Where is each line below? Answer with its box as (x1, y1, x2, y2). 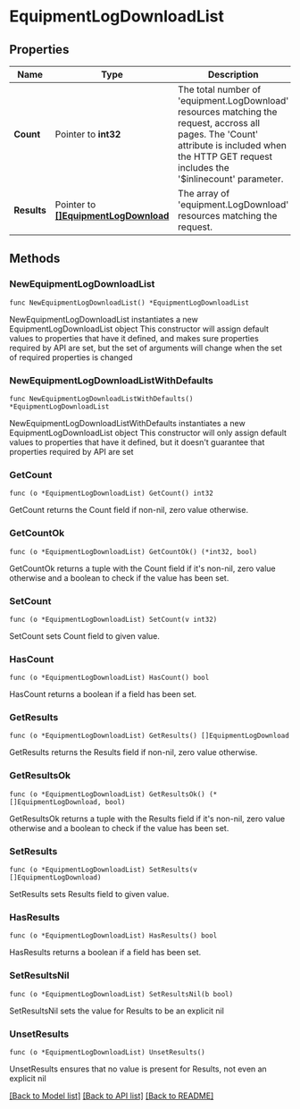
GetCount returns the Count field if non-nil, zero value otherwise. (9, 505, 248, 516)
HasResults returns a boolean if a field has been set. (9, 947, 202, 958)
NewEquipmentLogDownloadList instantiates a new (9, 314, 198, 324)
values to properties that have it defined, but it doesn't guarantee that (9, 436, 265, 448)
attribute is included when (178, 139, 287, 151)
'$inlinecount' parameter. (178, 172, 284, 185)
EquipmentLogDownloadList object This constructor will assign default (9, 323, 270, 334)
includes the (178, 162, 229, 173)
